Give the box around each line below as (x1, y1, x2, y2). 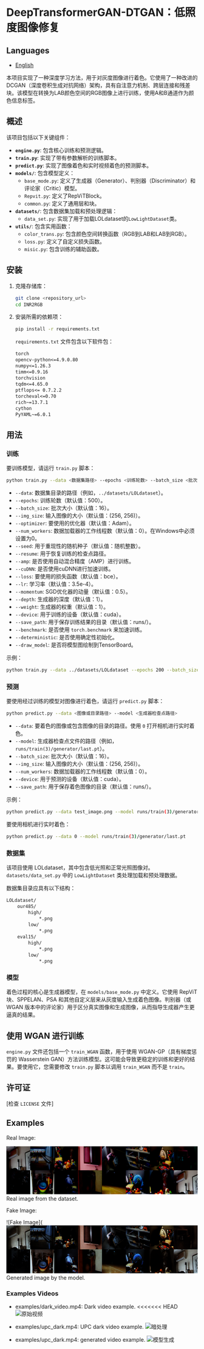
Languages (6, 45, 50, 55)
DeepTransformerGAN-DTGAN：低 (6, 5, 185, 19)
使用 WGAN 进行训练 (6, 1030, 84, 1041)
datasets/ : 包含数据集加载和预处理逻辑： (15, 207, 118, 215)
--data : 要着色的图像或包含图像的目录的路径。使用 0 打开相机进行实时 (15, 722, 189, 729)
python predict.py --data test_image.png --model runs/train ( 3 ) (6, 808, 172, 815)
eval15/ (17, 934, 36, 940)
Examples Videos (6, 1289, 59, 1297)
